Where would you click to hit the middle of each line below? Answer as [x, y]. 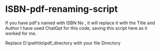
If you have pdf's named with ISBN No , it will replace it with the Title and [80, 23]
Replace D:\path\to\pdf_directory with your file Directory [63, 43]
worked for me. [21, 33]
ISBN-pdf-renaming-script [61, 9]
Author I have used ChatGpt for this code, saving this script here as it [76, 28]
